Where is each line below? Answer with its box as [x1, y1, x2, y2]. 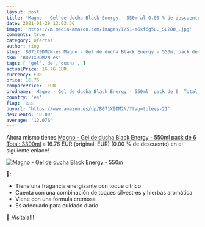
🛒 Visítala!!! [6, 214, 35, 221]
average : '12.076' [6, 117, 53, 123]
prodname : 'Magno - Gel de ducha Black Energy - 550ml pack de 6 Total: [6, 89, 201, 95]
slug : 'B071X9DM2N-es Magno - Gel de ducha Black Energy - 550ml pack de [6, 49, 198, 55]
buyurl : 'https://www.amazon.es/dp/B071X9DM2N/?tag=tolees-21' [6, 105, 171, 112]
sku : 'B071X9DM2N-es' [6, 54, 62, 61]
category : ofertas [6, 37, 53, 43]
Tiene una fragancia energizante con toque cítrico [15, 182, 142, 190]
